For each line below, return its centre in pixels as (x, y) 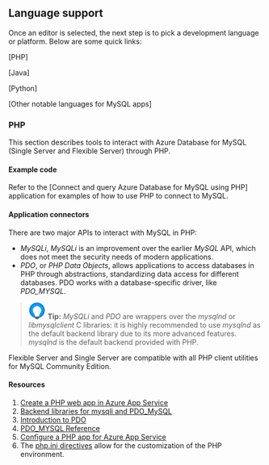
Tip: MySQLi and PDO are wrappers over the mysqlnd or (141, 316)
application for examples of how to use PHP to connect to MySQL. (118, 196)
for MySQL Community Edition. (60, 366)
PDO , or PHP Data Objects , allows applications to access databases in (137, 265)
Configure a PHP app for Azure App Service (93, 437)
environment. (42, 454)
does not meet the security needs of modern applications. (117, 257)
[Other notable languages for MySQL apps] (80, 103)
